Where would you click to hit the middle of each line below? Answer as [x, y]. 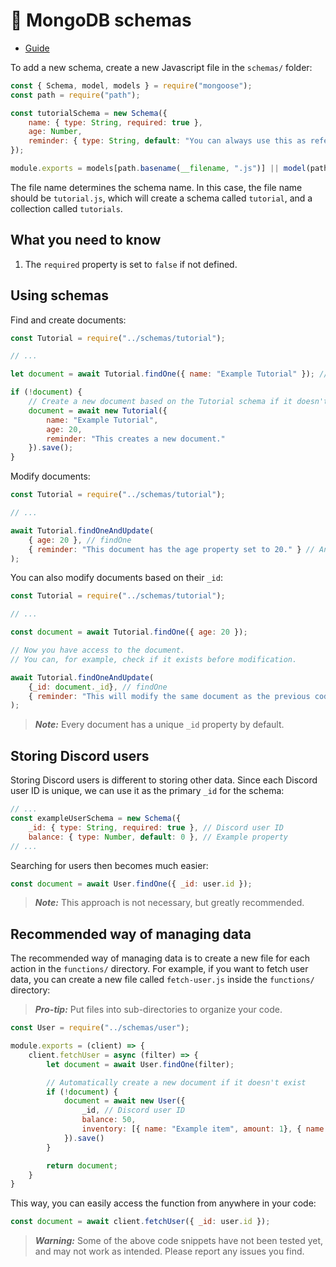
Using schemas [59, 295]
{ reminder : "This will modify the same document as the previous [169, 696]
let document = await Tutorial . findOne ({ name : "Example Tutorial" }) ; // [169, 374]
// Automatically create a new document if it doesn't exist [176, 1082]
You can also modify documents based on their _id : [116, 578]
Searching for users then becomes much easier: [109, 865]
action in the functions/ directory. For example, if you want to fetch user [159, 969]
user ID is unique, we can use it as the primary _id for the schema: [147, 791]
